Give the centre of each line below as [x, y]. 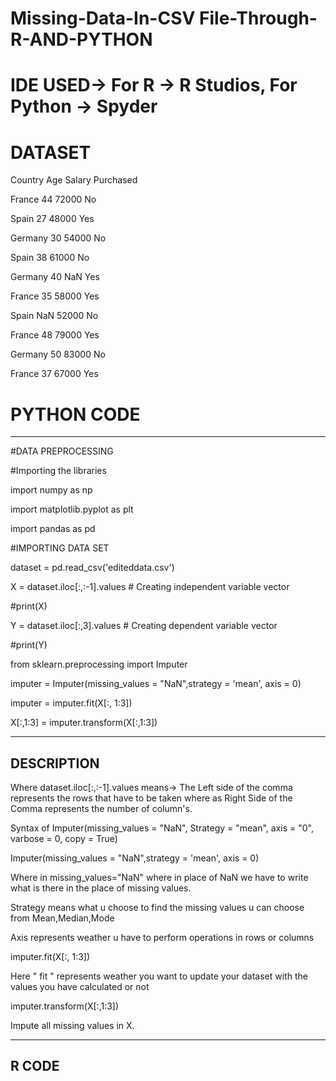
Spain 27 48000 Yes [52, 219]
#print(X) [29, 606]
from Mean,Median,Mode [62, 918]
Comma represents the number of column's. [101, 809]
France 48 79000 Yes [55, 335]
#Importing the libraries [58, 471]
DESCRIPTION [55, 763]
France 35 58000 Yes [55, 296]
